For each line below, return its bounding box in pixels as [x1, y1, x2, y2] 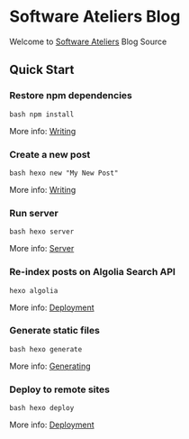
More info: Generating [9, 361, 91, 371]
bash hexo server [9, 227, 75, 236]
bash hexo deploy [9, 404, 75, 413]
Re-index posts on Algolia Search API [9, 266, 175, 279]
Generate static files [9, 325, 101, 337]
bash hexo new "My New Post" [9, 169, 119, 178]
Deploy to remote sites [9, 383, 111, 396]
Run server [9, 206, 58, 219]
